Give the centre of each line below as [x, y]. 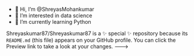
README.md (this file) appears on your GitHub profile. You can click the [91, 40]
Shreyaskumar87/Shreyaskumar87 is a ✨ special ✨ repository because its [97, 33]
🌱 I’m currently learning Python [53, 22]
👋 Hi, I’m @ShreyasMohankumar [54, 9]
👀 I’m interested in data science [53, 15]
